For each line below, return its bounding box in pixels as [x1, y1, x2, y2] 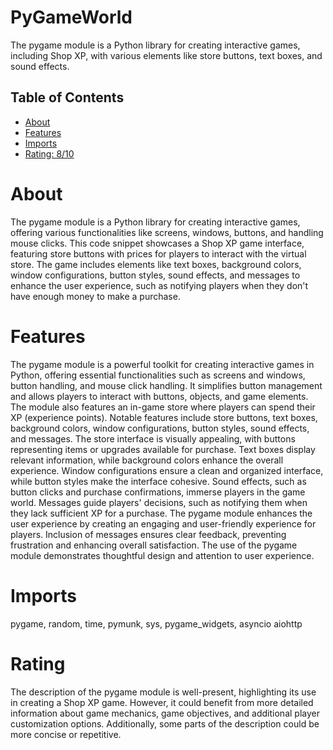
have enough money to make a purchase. [10, 290, 181, 302]
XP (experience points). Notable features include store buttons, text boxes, [10, 411, 318, 423]
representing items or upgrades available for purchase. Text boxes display [10, 443, 316, 455]
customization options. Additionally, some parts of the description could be [10, 717, 320, 730]
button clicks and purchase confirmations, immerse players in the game [10, 486, 306, 498]
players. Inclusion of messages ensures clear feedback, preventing [10, 528, 287, 540]
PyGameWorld [10, 6, 133, 29]
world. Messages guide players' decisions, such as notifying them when [10, 496, 308, 508]
